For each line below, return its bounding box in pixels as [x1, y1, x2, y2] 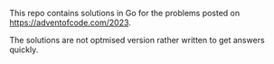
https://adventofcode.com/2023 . [9, 17, 131, 28]
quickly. [9, 44, 39, 55]
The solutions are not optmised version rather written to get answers [9, 35, 265, 45]
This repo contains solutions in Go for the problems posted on [9, 8, 241, 18]
